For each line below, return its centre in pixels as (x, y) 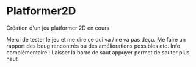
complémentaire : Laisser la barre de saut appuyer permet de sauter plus (98, 52)
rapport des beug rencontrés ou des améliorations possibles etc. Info (93, 46)
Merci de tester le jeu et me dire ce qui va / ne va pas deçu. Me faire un (96, 39)
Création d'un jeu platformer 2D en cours (58, 28)
